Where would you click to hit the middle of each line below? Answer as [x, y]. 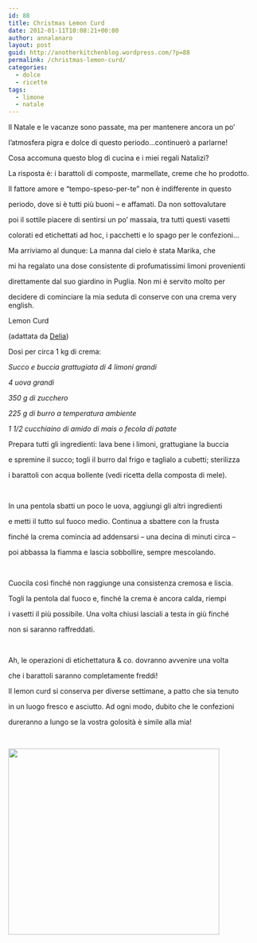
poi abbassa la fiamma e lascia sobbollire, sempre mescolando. [112, 552]
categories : [28, 68]
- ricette [31, 82]
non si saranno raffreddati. [52, 629]
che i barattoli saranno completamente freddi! [83, 676]
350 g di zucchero [38, 398]
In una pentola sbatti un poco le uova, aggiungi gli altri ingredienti [115, 506]
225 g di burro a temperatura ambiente [72, 413]
